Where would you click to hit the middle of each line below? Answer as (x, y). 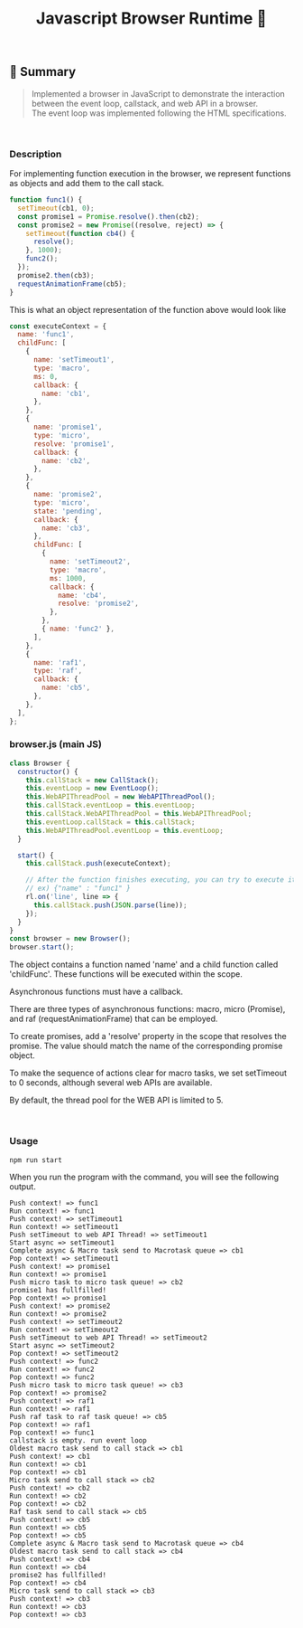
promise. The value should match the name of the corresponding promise (146, 1046)
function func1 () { (46, 200)
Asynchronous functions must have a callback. (96, 992)
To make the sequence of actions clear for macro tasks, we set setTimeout (148, 1073)
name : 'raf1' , (60, 663)
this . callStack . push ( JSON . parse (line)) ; (110, 905)
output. (23, 1186)
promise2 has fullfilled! (58, 1575)
